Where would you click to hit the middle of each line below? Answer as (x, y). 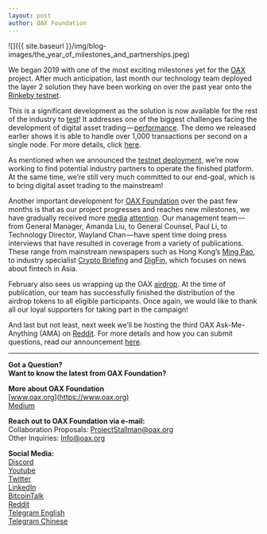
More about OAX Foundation (56, 388)
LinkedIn (22, 487)
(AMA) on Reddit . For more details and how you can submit (136, 333)
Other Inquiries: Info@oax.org (57, 438)
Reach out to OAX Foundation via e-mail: (77, 421)
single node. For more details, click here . (75, 144)
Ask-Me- (230, 324)
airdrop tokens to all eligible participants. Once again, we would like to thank (133, 300)
